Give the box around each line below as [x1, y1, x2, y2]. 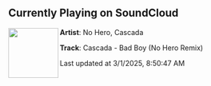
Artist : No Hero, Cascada [59, 27, 144, 37]
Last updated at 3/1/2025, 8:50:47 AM [59, 58, 185, 68]
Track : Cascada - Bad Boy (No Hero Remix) [59, 43, 204, 53]
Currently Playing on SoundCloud [8, 6, 179, 20]
